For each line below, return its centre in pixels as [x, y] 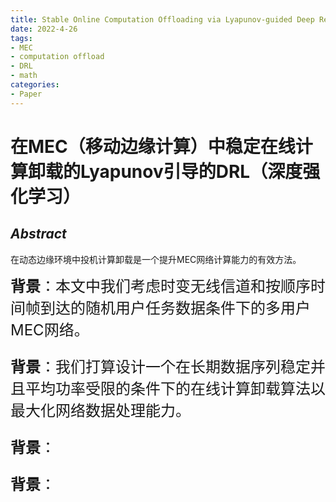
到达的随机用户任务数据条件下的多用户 [175, 308]
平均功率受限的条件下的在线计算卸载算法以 [175, 388]
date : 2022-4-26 [44, 29]
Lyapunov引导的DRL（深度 [191, 171]
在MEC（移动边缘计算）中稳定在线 [153, 146]
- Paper [26, 94]
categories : [35, 85]
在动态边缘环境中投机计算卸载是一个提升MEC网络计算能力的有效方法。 [156, 259]
